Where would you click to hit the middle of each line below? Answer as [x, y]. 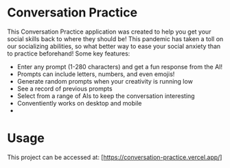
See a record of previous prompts [65, 88]
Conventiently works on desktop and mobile [79, 103]
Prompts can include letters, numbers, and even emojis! [96, 74]
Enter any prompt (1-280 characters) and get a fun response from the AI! [120, 67]
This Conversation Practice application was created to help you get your [109, 32]
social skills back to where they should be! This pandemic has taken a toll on [115, 38]
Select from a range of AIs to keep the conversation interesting [106, 96]
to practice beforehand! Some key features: [69, 53]
